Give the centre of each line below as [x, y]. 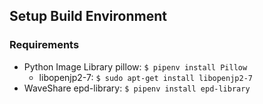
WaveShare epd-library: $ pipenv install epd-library [137, 88]
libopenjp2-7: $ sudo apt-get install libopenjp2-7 [145, 77]
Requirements [44, 45]
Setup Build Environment [88, 16]
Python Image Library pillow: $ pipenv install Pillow [135, 66]
